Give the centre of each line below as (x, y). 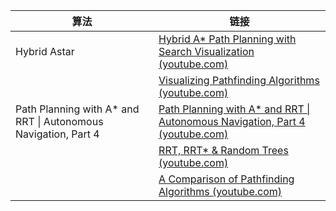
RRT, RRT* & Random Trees (223, 150)
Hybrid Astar (45, 51)
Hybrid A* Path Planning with (227, 39)
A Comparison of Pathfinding (226, 179)
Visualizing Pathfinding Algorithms (239, 80)
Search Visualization (206, 51)
